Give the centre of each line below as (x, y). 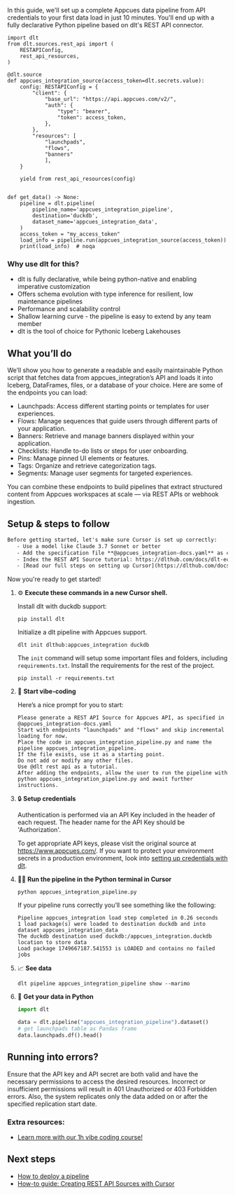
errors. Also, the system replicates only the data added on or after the (108, 1096)
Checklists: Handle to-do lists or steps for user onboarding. (103, 451)
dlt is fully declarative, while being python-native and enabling (107, 279)
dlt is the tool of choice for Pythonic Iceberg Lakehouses (99, 332)
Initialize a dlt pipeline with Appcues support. (82, 632)
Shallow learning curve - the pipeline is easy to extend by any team (114, 316)
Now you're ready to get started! (54, 579)
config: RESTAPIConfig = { (59, 87)
